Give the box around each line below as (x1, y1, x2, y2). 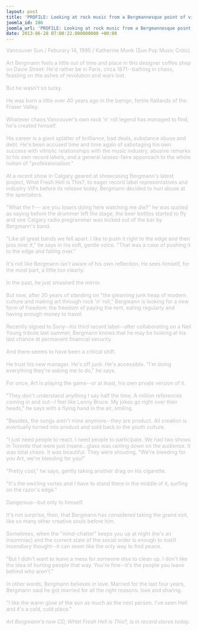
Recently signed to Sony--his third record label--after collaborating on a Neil (6, 323, 192, 330)
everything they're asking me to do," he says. (6, 367, 116, 374)
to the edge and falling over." (6, 248, 77, 255)
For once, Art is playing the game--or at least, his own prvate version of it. (6, 379, 186, 387)
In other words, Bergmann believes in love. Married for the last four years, (6, 580, 186, 588)
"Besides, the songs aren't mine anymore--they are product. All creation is (6, 417, 187, 424)
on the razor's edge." (6, 486, 58, 493)
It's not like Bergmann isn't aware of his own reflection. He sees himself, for (6, 261, 190, 268)
